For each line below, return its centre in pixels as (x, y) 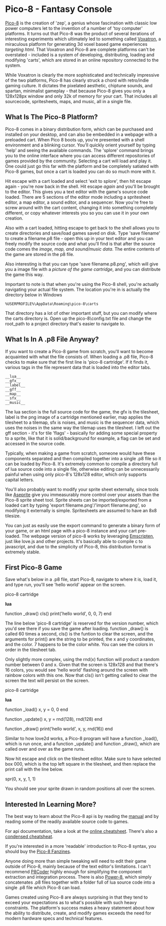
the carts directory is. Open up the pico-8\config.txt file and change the (78, 318)
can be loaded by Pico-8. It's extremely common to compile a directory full (82, 464)
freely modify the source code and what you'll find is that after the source (80, 244)
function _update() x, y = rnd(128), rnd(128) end (54, 719)
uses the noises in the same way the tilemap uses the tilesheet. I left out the (83, 427)
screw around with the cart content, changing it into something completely (81, 207)
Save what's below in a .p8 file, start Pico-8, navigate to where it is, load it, (81, 579)
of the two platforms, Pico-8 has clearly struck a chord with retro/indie (77, 80)
